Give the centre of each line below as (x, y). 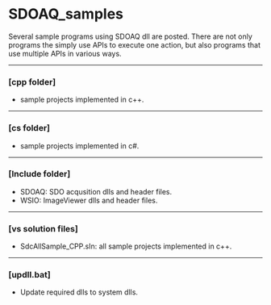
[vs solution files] (43, 228)
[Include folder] (40, 174)
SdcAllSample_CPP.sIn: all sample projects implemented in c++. (126, 246)
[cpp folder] (32, 81)
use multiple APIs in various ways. (65, 53)
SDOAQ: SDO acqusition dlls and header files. (96, 191)
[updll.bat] (29, 275)
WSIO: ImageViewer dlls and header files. (89, 200)
